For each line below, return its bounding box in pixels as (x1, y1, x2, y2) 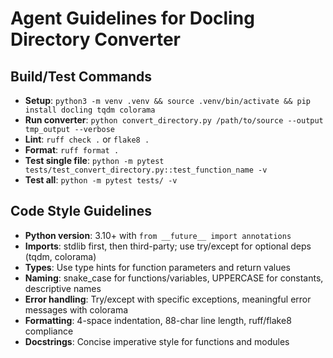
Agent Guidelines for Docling (10, 7, 255, 30)
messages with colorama (24, 303, 129, 316)
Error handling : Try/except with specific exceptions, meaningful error (24, 293, 312, 305)
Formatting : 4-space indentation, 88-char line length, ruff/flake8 (24, 314, 292, 326)
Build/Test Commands (10, 68, 153, 85)
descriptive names (24, 282, 102, 294)
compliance (24, 325, 74, 337)
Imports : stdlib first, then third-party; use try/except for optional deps (24, 240, 312, 252)
